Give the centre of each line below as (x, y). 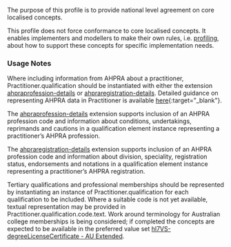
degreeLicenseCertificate (43, 236)
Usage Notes (29, 63)
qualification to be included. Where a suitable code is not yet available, (108, 199)
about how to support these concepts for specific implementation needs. (111, 45)
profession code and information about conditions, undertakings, (99, 121)
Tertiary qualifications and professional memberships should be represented (115, 185)
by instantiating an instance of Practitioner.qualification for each (98, 192)
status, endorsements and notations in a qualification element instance (108, 164)
